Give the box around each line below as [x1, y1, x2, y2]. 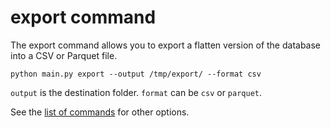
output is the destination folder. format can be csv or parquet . [10, 86, 263, 98]
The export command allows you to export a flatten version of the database [10, 39, 322, 51]
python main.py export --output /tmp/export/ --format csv [10, 69, 262, 79]
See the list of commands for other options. [10, 106, 190, 118]
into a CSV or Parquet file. [10, 49, 118, 61]
